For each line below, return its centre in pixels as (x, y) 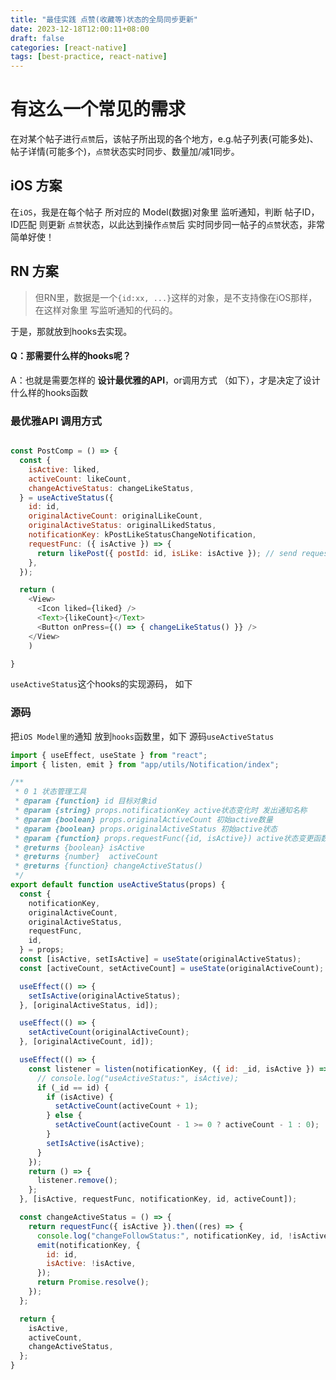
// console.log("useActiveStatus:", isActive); (138, 1078)
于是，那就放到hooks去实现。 (71, 331)
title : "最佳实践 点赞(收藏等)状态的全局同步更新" (104, 19)
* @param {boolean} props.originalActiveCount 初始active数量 (143, 819)
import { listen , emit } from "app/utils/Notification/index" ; (145, 764)
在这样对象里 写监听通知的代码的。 (106, 310)
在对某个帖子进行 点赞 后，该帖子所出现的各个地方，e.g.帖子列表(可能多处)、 (164, 139)
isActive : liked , (64, 469)
